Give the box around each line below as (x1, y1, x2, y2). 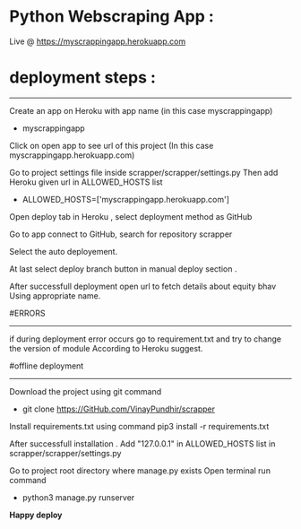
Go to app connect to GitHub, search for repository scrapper (9, 229, 233, 239)
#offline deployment (9, 360, 84, 371)
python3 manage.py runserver (21, 491, 135, 503)
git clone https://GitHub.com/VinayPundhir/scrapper (21, 403, 215, 414)
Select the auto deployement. (9, 246, 118, 256)
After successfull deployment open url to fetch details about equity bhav (9, 281, 277, 291)
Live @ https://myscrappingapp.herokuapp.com (9, 36, 186, 47)
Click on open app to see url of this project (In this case (9, 140, 214, 151)
